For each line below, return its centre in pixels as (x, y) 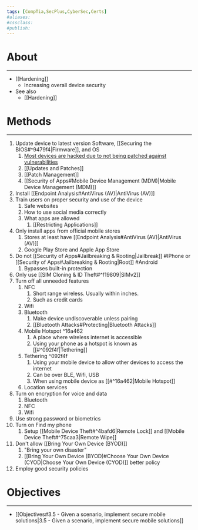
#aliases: (19, 17)
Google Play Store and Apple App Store (72, 250)
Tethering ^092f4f (46, 356)
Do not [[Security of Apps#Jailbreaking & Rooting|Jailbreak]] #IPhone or (103, 256)
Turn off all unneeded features (52, 281)
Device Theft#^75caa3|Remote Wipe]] (70, 438)
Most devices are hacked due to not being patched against (95, 156)
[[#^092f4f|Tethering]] (60, 350)
